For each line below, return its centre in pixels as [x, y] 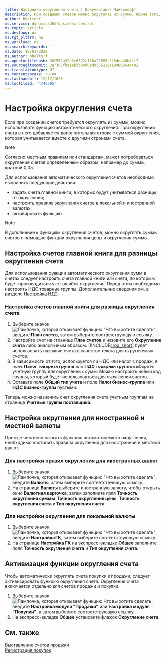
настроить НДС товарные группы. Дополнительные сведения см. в [77, 289]
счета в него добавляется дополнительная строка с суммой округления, [83, 133]
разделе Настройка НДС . [32, 294]
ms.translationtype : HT [30, 70]
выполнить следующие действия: [41, 182]
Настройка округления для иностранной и [75, 418]
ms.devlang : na [21, 33]
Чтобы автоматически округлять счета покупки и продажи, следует [78, 576]
